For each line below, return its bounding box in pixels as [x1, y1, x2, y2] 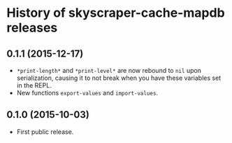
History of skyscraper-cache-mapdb [6, 5, 225, 21]
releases [6, 20, 58, 36]
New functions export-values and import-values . [16, 89, 159, 97]
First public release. [16, 128, 74, 136]
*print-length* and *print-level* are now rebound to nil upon [16, 67, 202, 74]
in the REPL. [16, 81, 52, 89]
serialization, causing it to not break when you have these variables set [16, 74, 222, 82]
